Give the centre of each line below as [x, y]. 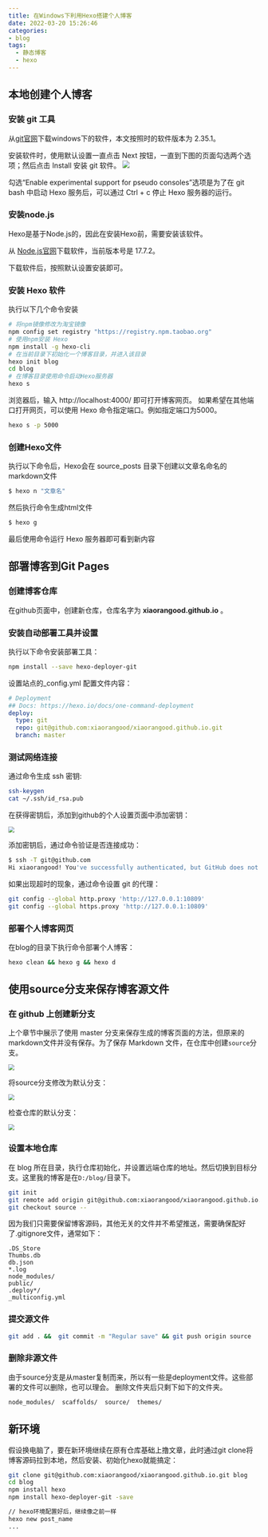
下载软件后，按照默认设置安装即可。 [68, 268]
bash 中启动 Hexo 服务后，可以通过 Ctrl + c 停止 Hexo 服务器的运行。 [122, 192]
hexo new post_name [41, 1519]
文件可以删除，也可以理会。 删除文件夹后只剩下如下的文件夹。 [124, 1387]
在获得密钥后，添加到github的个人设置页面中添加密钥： [99, 815]
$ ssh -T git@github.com [49, 860]
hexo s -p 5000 [33, 425]
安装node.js [32, 215]
